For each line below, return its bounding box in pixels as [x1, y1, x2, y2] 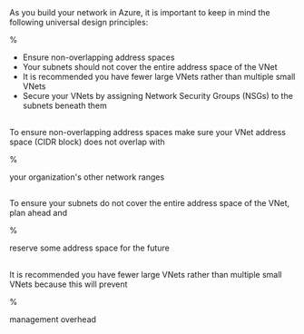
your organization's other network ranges [9, 172, 165, 182]
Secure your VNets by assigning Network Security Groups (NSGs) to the [22, 91, 293, 102]
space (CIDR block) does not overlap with [9, 136, 165, 147]
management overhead [9, 313, 97, 325]
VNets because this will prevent [9, 279, 128, 290]
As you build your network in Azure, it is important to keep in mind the [9, 7, 270, 18]
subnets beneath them [22, 100, 107, 112]
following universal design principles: [9, 17, 149, 28]
